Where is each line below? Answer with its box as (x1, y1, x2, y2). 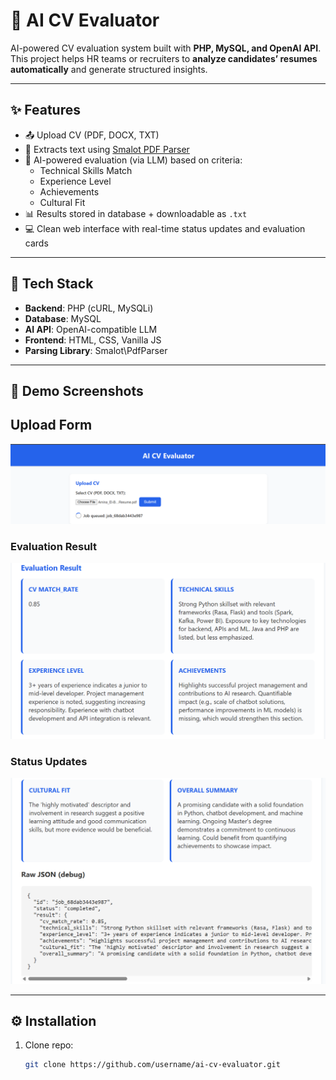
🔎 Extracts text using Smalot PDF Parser (24, 143, 190, 155)
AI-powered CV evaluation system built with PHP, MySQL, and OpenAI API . (10, 42, 322, 54)
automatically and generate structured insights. (10, 63, 208, 75)
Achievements (39, 185, 100, 198)
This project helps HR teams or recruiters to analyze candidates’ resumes (10, 52, 318, 64)
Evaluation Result (10, 539, 98, 553)
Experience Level (39, 175, 112, 187)
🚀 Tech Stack (10, 275, 94, 293)
